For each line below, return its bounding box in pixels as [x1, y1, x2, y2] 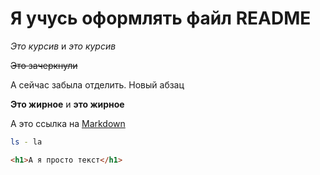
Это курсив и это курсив [10, 40, 117, 52]
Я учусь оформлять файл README [10, 7, 312, 30]
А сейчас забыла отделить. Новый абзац [10, 78, 185, 91]
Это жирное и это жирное [10, 98, 125, 110]
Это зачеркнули [10, 59, 78, 71]
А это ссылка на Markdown [10, 117, 126, 129]
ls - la [10, 137, 43, 147]
